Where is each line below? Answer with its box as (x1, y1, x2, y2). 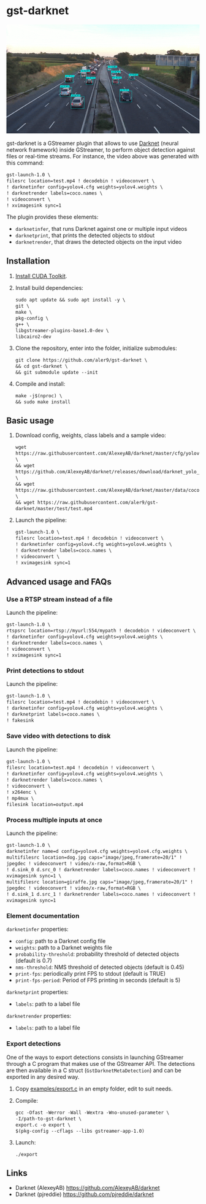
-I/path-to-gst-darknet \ (15, 1116, 82, 1122)
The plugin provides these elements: (6, 213, 99, 220)
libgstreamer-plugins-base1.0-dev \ (15, 327, 109, 333)
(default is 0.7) (15, 957, 52, 965)
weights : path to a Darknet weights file (15, 944, 112, 952)
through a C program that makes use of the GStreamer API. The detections (6, 1060, 195, 1067)
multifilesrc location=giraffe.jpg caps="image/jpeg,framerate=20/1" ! (6, 879, 193, 885)
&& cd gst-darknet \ (15, 363, 68, 369)
